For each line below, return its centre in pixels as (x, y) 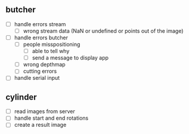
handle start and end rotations (51, 118)
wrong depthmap (44, 64)
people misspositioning (52, 44)
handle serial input (37, 78)
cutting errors (40, 71)
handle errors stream (40, 24)
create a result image (40, 125)
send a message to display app (70, 58)
